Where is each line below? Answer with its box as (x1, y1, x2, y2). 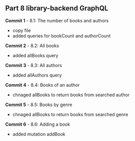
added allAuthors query (12, 72, 62, 78)
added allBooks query (12, 52, 59, 58)
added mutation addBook (12, 131, 66, 137)
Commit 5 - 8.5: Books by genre (5, 101, 72, 108)
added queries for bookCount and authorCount (12, 32, 111, 39)
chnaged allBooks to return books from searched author (12, 91, 130, 98)
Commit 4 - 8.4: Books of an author (5, 82, 80, 88)
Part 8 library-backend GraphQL (5, 4, 109, 13)
